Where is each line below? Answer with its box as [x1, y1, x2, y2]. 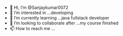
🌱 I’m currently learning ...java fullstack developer [9, 15, 110, 20]
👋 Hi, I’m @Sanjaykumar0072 [9, 5, 68, 10]
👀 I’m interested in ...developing [9, 10, 73, 16]
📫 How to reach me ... [9, 26, 55, 31]
